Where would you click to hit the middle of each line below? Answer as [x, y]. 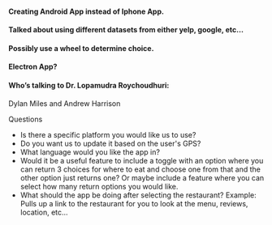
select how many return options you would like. [99, 186]
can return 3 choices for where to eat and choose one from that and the [140, 169]
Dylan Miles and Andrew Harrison [65, 103]
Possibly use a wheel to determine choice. [81, 48]
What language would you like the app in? [90, 152]
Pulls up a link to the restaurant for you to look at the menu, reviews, [134, 203]
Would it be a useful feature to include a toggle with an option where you [142, 160]
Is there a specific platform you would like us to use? [108, 134]
